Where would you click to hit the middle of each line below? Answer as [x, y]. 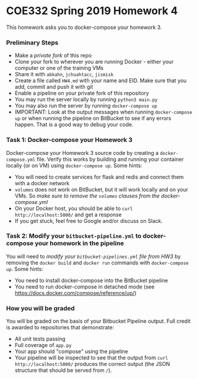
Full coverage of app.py [43, 345]
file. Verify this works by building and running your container [110, 159]
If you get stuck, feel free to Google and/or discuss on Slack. [89, 221]
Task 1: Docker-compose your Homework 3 [69, 140]
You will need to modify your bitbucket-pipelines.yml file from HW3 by [94, 256]
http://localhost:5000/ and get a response [68, 215]
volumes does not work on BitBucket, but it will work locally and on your [101, 189]
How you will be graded [40, 308]
